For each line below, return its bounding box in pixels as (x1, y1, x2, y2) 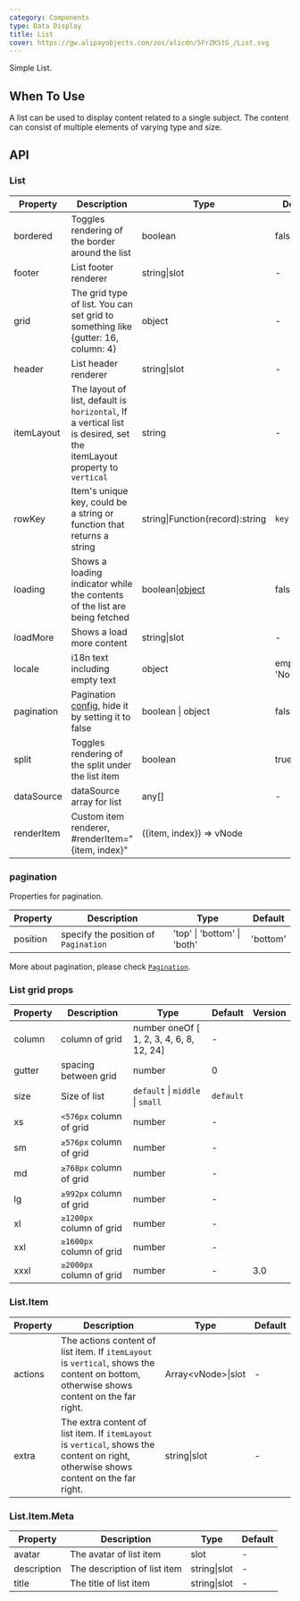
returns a (71, 529, 109, 541)
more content (71, 636, 128, 649)
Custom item (71, 810, 125, 822)
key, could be (71, 496, 128, 508)
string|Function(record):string (141, 512, 267, 524)
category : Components (9, 13, 90, 22)
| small (132, 1095, 162, 1108)
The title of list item (70, 1577, 150, 1589)
